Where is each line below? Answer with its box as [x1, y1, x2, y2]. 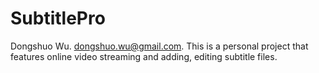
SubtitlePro [10, 7, 106, 30]
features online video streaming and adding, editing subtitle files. [10, 50, 278, 62]
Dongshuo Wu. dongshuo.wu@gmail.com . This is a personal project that [10, 40, 309, 52]
